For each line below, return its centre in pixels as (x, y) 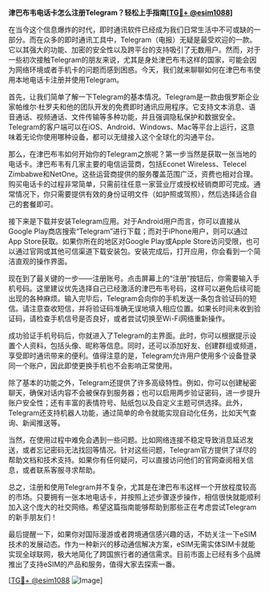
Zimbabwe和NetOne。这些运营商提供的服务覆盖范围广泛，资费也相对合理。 (133, 174)
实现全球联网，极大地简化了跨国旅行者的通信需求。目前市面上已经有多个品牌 (134, 554)
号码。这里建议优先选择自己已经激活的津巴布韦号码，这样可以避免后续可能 (138, 288)
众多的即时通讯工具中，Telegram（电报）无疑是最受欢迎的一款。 (150, 40)
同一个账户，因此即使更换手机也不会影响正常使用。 (92, 366)
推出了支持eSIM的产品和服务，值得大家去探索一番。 (94, 564)
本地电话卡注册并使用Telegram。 (69, 80)
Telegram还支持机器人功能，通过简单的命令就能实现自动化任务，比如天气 (129, 413)
